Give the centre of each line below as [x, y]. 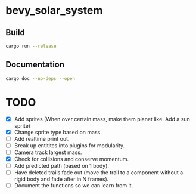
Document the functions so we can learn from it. [74, 185]
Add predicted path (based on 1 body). [62, 165]
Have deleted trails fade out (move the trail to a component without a [99, 172]
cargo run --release [31, 46]
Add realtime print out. [42, 138]
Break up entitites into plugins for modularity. [69, 145]
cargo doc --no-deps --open [41, 78]
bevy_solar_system [54, 10]
